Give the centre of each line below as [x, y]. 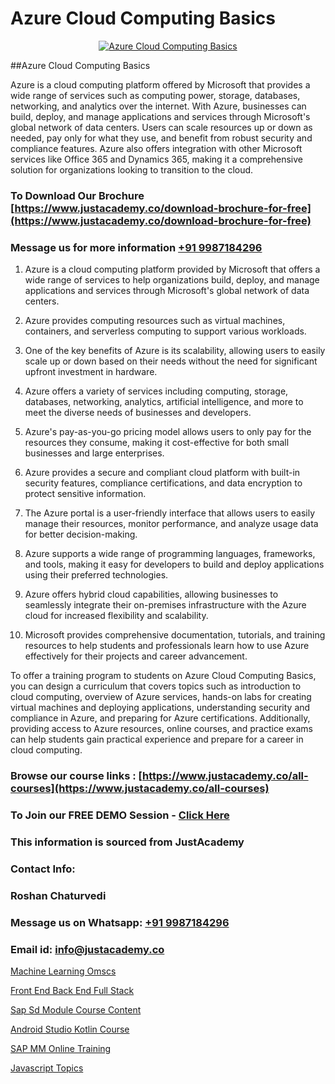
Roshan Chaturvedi [58, 895]
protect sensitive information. [85, 494]
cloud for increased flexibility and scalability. [116, 616]
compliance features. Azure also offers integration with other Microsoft [156, 148]
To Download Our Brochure [77, 195]
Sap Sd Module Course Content [76, 1009]
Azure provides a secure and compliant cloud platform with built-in [162, 473]
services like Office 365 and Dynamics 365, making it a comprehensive [156, 159]
